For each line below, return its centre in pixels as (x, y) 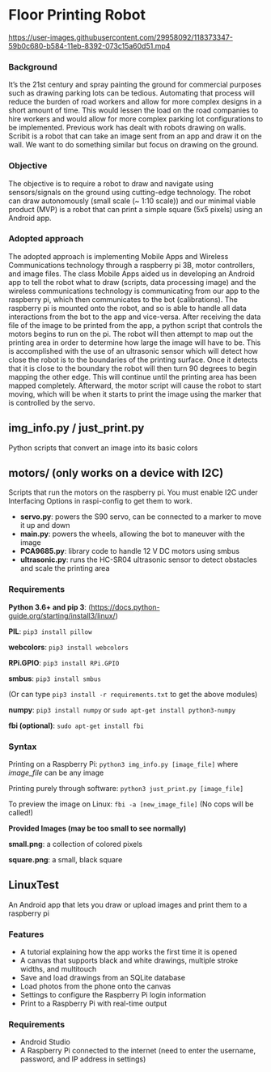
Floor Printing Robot (77, 15)
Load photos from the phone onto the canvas (95, 986)
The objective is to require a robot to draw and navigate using (111, 183)
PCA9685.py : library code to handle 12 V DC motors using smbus (130, 551)
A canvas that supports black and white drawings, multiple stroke (129, 960)
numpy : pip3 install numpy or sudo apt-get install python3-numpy (122, 709)
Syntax (23, 747)
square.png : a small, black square (66, 860)
